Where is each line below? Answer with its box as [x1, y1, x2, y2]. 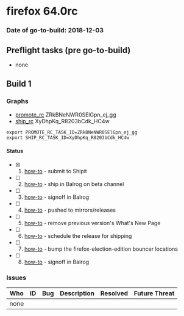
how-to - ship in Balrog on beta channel [24, 180, 124, 187]
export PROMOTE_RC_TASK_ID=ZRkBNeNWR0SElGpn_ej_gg [6, 129, 138, 135]
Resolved [100, 289, 129, 298]
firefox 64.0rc [6, 4, 78, 18]
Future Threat [133, 289, 175, 298]
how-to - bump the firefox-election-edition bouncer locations [24, 245, 179, 253]
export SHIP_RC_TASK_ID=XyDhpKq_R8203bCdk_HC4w [6, 134, 130, 141]
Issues [6, 273, 27, 282]
